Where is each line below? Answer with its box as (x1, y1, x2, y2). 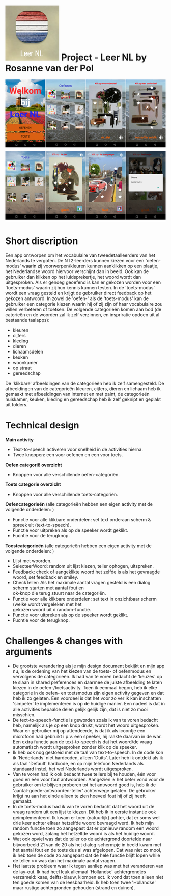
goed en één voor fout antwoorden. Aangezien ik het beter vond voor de (12, 776, 165, 782)
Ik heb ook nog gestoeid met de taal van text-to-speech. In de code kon (12, 749, 164, 755)
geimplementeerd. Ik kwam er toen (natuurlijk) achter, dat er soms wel (12, 814, 160, 820)
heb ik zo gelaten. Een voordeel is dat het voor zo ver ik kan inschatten (12, 695, 161, 701)
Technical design (5, 420, 80, 431)
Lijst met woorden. (12, 558, 52, 564)
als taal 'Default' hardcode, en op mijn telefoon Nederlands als (12, 760, 144, 766)
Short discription (5, 235, 78, 247)
